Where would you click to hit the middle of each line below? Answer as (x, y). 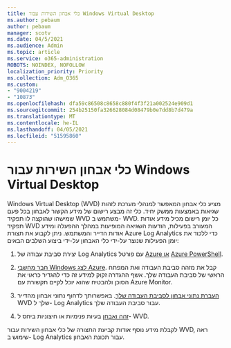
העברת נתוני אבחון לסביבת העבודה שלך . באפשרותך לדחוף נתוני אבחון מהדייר (118, 295)
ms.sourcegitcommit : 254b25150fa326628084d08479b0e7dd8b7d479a (100, 110)
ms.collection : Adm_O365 (43, 78)
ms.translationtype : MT (41, 116)
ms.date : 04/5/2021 (35, 39)
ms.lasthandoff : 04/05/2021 (48, 129)
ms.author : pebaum (34, 20)
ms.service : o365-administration (55, 59)
